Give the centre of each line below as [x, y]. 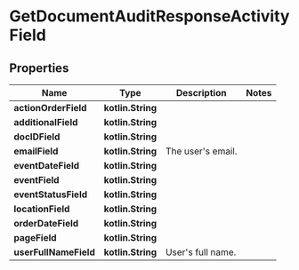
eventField [36, 180]
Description [201, 93]
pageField [35, 238]
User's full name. [201, 252]
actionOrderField [50, 108]
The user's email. [201, 151]
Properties [39, 68]
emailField [36, 151]
